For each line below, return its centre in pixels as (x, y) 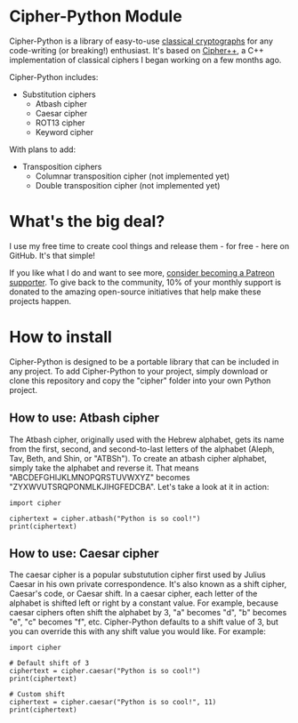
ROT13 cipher (60, 123)
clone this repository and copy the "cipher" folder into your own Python (140, 381)
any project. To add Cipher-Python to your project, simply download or (139, 371)
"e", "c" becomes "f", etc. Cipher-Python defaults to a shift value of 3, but (144, 622)
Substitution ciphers (59, 94)
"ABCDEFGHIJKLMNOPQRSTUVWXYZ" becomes (100, 477)
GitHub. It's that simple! (52, 255)
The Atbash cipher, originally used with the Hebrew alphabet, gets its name (147, 439)
